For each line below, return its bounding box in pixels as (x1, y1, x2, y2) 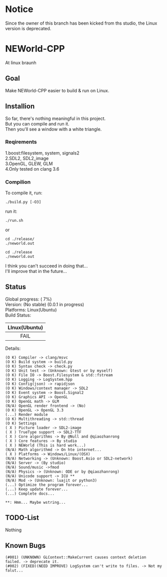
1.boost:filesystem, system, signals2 (5, 150, 80, 156)
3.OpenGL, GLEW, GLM (5, 161, 53, 167)
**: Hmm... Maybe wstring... (5, 500, 66, 505)
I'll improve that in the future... (5, 268, 67, 274)
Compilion (5, 178, 31, 185)
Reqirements (5, 138, 37, 146)
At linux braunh (5, 59, 36, 66)
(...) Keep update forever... (5, 487, 68, 492)
